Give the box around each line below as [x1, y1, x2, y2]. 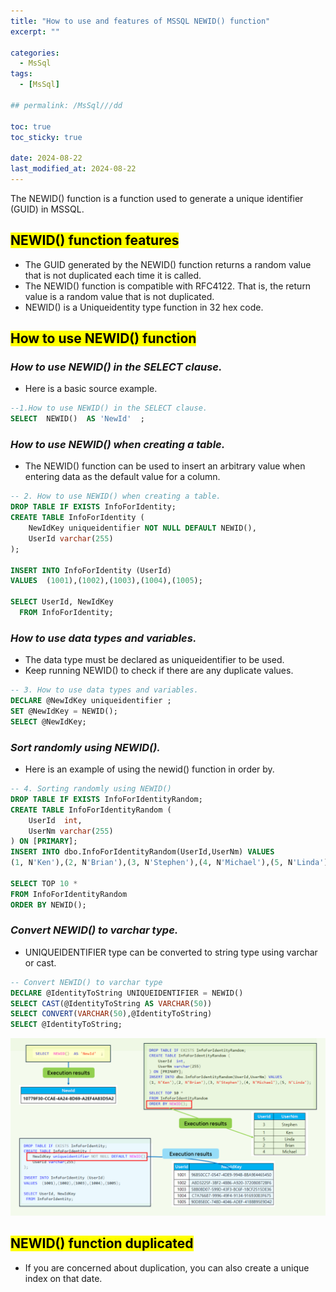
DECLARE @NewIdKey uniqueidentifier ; [10, 696, 172, 706]
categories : [10, 48, 60, 58]
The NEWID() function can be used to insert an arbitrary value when [24, 460, 306, 472]
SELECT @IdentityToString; [10, 1020, 123, 1030]
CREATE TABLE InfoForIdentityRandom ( [10, 805, 172, 815]
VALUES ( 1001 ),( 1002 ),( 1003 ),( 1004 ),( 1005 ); [10, 576, 203, 586]
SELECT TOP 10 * [10, 878, 78, 889]
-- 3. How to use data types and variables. [10, 685, 199, 695]
